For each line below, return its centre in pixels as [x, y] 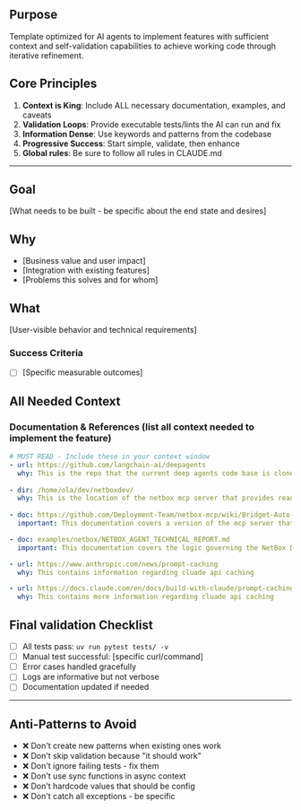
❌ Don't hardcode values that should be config [108, 786]
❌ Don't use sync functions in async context [104, 776]
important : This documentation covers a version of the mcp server [146, 524]
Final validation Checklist [82, 625]
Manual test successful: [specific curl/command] [113, 657]
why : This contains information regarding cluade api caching [136, 572]
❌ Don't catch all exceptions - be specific [99, 797]
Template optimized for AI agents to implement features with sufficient [139, 36]
